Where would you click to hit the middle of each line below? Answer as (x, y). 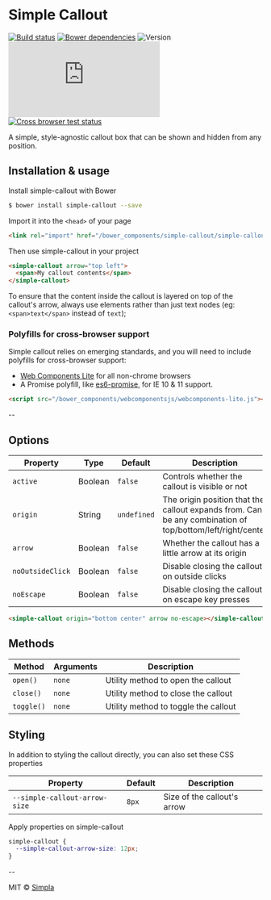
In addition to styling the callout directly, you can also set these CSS (121, 754)
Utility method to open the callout (168, 680)
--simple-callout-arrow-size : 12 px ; (77, 849)
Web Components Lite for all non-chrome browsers (105, 376)
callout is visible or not (205, 487)
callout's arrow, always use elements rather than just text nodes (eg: (122, 305)
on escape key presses (206, 600)
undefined (136, 515)
